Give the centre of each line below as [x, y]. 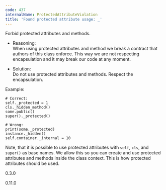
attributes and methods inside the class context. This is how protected [78, 158]
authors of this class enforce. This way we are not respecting [76, 54]
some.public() [20, 112]
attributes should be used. [32, 163]
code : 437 [16, 10]
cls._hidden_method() [28, 108]
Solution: [22, 69]
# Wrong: [14, 125]
